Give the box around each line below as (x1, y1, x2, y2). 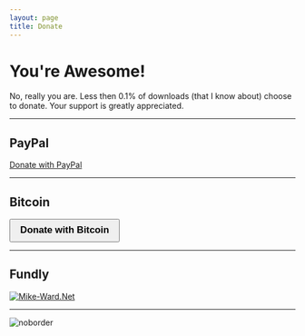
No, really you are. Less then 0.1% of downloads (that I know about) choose (9, 91, 292, 102)
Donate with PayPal (9, 160, 83, 171)
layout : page (9, 13, 59, 23)
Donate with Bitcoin (19, 224, 110, 236)
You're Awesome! (9, 61, 146, 82)
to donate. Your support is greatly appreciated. (9, 101, 184, 112)
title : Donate (9, 22, 64, 31)
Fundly (9, 267, 50, 282)
